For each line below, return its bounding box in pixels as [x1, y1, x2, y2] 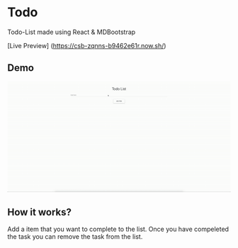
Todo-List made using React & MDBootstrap [7, 28, 136, 36]
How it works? [7, 206, 72, 218]
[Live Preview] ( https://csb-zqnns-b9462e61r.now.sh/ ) [7, 41, 166, 50]
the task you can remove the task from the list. [7, 232, 143, 241]
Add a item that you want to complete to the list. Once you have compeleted [7, 225, 229, 233]
